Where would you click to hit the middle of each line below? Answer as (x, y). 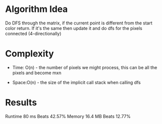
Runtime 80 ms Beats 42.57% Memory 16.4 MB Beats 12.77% (68, 116)
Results (21, 103)
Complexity (30, 54)
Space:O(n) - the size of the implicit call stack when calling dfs (76, 82)
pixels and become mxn (37, 73)
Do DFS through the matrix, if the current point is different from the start (79, 23)
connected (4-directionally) (33, 33)
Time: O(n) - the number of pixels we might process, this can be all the (85, 67)
